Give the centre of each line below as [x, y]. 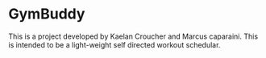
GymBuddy [47, 14]
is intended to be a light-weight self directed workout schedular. [114, 44]
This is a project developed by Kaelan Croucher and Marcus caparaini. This [133, 36]
